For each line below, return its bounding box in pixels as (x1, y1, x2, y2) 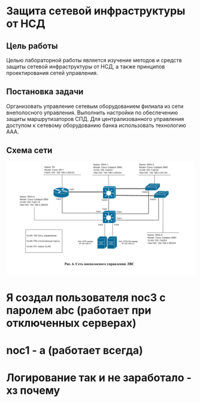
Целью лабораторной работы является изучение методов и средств (6, 57, 182, 63)
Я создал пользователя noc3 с (6, 290, 166, 304)
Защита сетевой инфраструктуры (6, 4, 186, 18)
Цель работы (6, 41, 58, 51)
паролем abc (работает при (6, 304, 151, 317)
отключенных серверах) (6, 316, 137, 330)
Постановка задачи (6, 87, 84, 97)
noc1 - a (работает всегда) (6, 344, 143, 357)
